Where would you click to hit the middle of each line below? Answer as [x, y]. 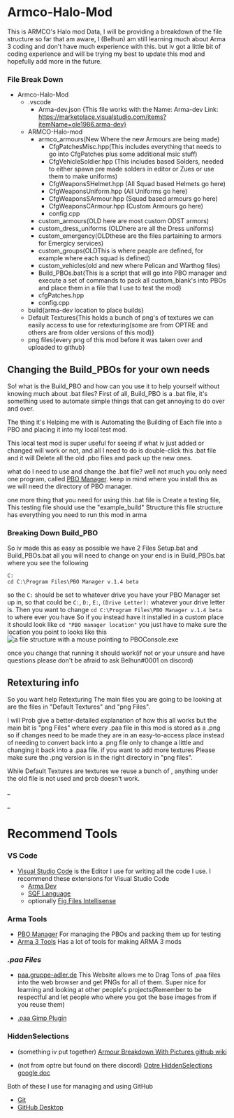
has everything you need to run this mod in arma [77, 515]
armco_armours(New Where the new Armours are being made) [129, 139]
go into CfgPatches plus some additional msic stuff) [123, 154]
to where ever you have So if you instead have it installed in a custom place [116, 617]
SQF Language [49, 893]
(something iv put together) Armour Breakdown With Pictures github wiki [122, 1052]
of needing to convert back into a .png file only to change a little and [105, 743]
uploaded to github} [56, 348]
